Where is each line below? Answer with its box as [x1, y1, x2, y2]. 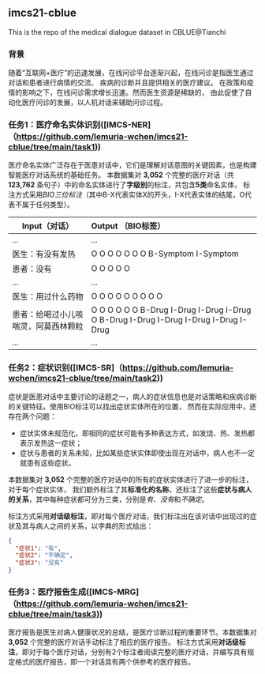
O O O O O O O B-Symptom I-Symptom [91, 248, 239, 259]
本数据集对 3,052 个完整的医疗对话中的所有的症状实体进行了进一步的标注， [8, 474, 253, 484]
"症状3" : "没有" [15, 559, 65, 567]
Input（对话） [21, 220, 74, 232]
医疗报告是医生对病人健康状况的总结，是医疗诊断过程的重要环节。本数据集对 [8, 627, 257, 637]
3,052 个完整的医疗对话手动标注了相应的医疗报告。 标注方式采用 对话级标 [8, 638, 246, 647]
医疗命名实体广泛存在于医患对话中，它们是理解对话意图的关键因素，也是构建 [8, 160, 257, 170]
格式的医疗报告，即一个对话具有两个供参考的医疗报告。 [14, 657, 195, 667]
